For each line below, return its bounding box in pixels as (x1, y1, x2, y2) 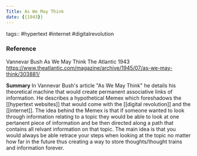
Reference (6, 45, 36, 53)
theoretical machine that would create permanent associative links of (6, 88, 173, 95)
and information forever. (6, 144, 64, 151)
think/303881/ (6, 70, 40, 77)
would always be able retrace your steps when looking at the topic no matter (6, 131, 191, 138)
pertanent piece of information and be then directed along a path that (6, 119, 174, 126)
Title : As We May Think (6, 8, 64, 15)
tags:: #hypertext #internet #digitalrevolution (6, 30, 114, 37)
